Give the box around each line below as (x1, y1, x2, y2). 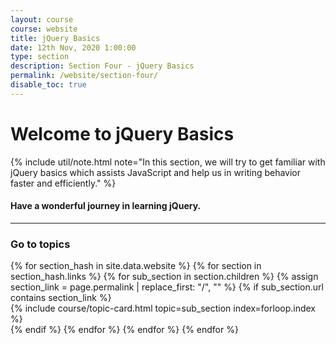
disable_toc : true (10, 80, 87, 90)
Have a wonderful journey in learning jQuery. (10, 200, 202, 212)
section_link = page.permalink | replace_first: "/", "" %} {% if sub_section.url (10, 281, 324, 293)
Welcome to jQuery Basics (10, 122, 235, 145)
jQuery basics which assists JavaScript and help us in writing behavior (10, 166, 302, 178)
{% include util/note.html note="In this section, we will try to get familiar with (10, 156, 326, 168)
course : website (10, 24, 78, 34)
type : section (10, 52, 70, 62)
